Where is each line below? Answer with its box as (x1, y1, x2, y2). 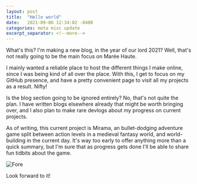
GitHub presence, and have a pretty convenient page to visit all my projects (6, 77, 189, 84)
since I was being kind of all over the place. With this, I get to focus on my (6, 71, 185, 78)
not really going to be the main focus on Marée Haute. (6, 53, 137, 60)
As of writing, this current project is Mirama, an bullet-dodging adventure (6, 125, 183, 132)
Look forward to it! (6, 172, 51, 179)
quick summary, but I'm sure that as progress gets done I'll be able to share (6, 143, 189, 150)
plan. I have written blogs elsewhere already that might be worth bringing (6, 101, 183, 108)
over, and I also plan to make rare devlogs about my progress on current (6, 107, 181, 114)
